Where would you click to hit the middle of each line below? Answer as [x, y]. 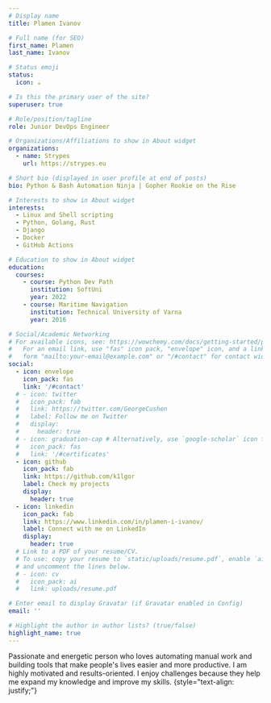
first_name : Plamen [41, 45]
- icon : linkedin [45, 506]
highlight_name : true [45, 633]
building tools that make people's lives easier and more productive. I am [128, 664]
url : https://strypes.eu [65, 164]
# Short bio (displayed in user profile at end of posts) [108, 178]
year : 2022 [48, 297]
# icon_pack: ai [47, 581]
